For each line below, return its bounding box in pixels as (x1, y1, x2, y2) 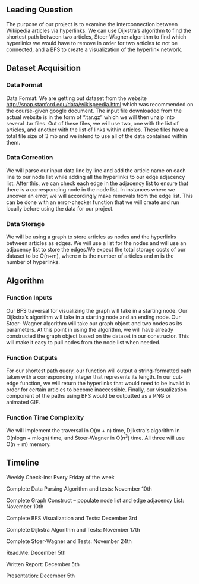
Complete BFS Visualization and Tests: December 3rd (6, 514, 138, 522)
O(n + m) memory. (6, 441, 52, 448)
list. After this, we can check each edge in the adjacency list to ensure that (6, 180, 189, 187)
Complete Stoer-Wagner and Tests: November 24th (6, 538, 132, 545)
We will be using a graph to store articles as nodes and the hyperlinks (6, 233, 176, 240)
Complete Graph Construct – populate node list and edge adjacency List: (6, 497, 184, 504)
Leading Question (6, 5, 74, 15)
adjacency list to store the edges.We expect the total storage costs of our (6, 246, 186, 253)
